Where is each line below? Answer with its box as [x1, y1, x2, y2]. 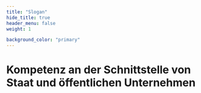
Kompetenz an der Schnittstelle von [6, 63, 191, 77]
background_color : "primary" [6, 37, 80, 43]
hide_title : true [6, 15, 51, 21]
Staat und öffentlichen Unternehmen [6, 76, 196, 90]
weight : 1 [6, 26, 32, 32]
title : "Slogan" [6, 9, 48, 15]
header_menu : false [6, 20, 56, 26]
